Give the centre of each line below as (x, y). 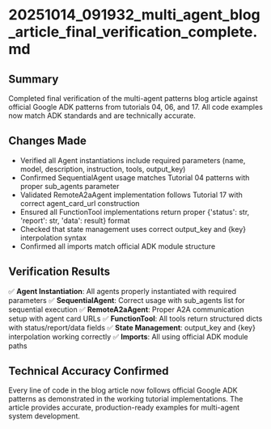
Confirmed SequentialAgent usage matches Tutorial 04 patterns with (135, 177)
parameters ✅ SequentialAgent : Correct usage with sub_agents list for (127, 300)
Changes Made (47, 141)
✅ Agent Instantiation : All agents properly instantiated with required (123, 291)
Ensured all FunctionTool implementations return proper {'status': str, (135, 212)
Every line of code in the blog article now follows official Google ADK (123, 390)
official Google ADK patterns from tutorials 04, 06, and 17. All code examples (135, 107)
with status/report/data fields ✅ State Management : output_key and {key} (132, 327)
